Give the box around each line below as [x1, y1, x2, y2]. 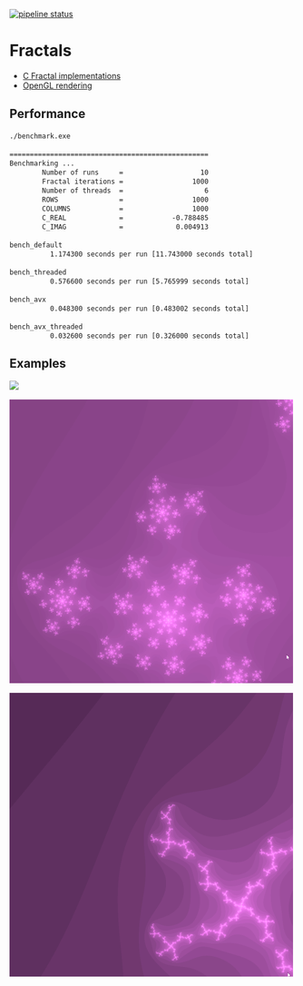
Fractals [9, 41, 73, 61]
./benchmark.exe [9, 132, 71, 141]
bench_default [9, 241, 64, 250]
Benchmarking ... [9, 159, 75, 168]
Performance [9, 106, 86, 122]
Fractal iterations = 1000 [42, 177, 209, 186]
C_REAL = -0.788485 [42, 213, 209, 222]
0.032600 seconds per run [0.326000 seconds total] [49, 331, 249, 340]
